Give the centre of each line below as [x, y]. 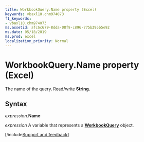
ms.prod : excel [20, 37]
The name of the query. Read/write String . [47, 89]
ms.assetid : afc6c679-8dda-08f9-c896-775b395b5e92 [57, 28]
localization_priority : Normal [37, 41]
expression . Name [23, 116]
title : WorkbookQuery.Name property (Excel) [51, 9]
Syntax [16, 104]
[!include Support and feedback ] [37, 134]
